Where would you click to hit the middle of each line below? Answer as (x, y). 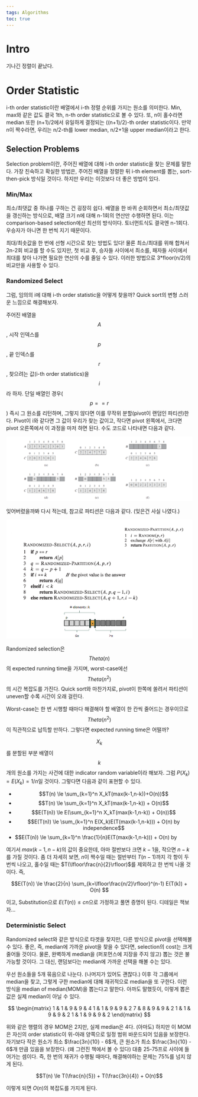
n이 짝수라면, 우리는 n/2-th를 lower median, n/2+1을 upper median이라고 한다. (98, 130)
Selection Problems (43, 149)
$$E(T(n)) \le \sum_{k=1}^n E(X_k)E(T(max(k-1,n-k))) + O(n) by (104, 822)
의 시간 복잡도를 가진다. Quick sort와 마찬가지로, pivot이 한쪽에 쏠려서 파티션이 (97, 689)
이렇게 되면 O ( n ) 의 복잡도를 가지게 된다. (52, 1088)
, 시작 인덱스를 (23, 334)
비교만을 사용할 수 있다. (33, 265)
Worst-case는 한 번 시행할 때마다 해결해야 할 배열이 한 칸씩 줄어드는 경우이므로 (98, 709)
